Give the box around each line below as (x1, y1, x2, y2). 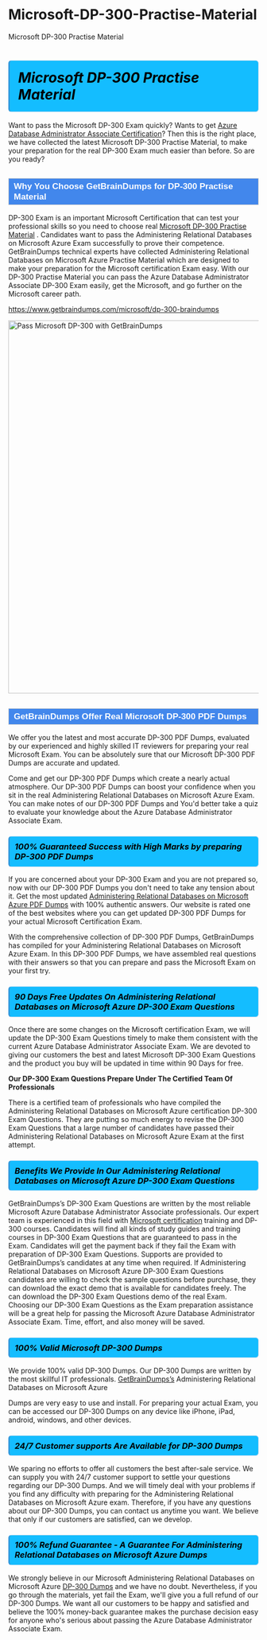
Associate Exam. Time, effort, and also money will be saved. (8, 1317, 205, 1326)
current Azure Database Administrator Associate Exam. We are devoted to (8, 1041, 251, 1051)
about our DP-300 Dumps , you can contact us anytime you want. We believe (8, 1506, 259, 1515)
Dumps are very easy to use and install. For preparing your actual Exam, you (8, 1398, 258, 1408)
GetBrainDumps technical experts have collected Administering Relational (8, 247, 250, 256)
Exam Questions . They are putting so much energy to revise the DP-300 (8, 1114, 244, 1124)
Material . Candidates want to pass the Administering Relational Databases (8, 230, 253, 240)
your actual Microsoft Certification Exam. (8, 917, 143, 926)
